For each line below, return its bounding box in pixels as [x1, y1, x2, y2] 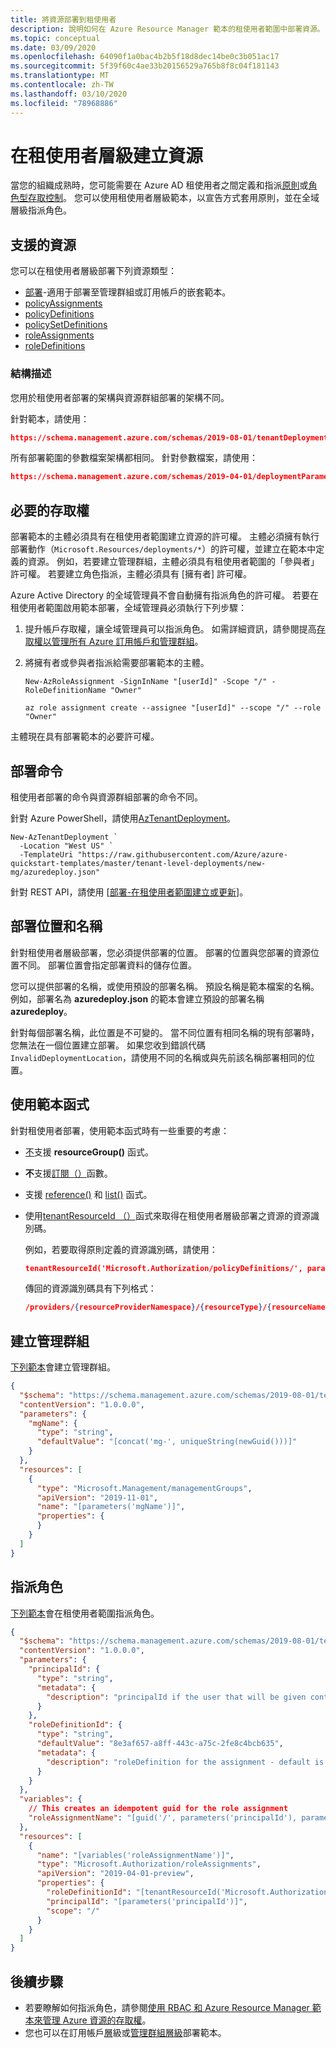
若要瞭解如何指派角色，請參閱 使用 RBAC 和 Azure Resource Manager [24, 2001, 310, 2013]
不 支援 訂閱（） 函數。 [24, 1167, 113, 1179]
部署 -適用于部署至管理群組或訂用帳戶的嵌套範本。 [24, 286, 232, 298]
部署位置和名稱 [10, 918, 103, 935]
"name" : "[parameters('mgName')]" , [36, 1502, 186, 1512]
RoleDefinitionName [24, 686, 107, 696]
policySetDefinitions [24, 319, 108, 331]
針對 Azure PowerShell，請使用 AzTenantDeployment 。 [10, 812, 237, 824]
